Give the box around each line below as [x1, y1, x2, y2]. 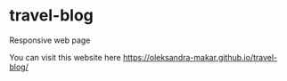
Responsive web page [9, 35, 91, 45]
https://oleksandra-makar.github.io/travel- [123, 52, 278, 62]
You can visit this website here [9, 52, 122, 62]
